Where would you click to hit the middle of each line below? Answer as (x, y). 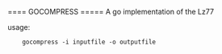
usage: (19, 27)
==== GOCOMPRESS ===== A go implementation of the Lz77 (111, 12)
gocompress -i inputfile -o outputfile (89, 42)
